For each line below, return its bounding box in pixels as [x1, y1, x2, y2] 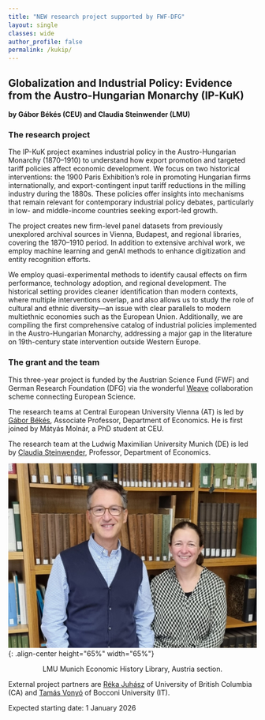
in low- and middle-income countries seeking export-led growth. [8, 206, 218, 216]
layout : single [8, 21, 58, 29]
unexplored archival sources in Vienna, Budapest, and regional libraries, [8, 230, 242, 239]
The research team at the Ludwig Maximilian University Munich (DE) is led [8, 439, 248, 448]
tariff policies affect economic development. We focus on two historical [8, 164, 241, 174]
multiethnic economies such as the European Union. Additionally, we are [8, 312, 244, 321]
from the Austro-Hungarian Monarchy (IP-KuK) [8, 88, 244, 102]
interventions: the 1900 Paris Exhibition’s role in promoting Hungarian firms [8, 172, 251, 182]
